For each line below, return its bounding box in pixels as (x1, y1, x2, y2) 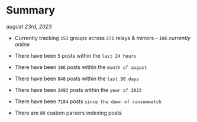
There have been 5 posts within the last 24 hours (14, 52, 137, 59)
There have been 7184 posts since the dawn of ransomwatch (14, 98, 162, 105)
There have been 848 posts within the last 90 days (14, 75, 139, 82)
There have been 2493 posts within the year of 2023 (14, 86, 142, 93)
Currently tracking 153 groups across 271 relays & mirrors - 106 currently (14, 34, 191, 41)
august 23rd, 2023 (6, 23, 52, 30)
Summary (6, 4, 55, 17)
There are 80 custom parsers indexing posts (14, 109, 122, 116)
